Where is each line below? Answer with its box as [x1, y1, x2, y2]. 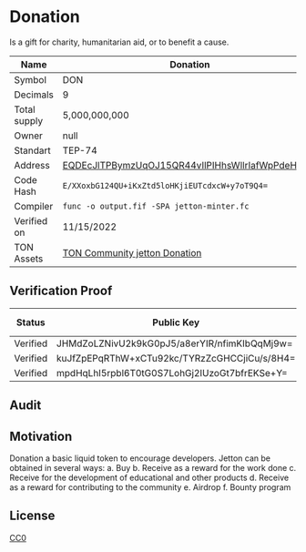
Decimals [14, 88, 55, 101]
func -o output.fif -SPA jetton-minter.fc [62, 200, 250, 211]
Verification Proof [9, 283, 113, 299]
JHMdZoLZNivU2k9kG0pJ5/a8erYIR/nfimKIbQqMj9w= [56, 337, 293, 350]
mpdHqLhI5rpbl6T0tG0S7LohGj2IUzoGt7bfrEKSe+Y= [56, 366, 289, 379]
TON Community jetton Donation [62, 246, 202, 259]
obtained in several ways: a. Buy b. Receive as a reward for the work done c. [9, 462, 297, 473]
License [9, 508, 56, 524]
